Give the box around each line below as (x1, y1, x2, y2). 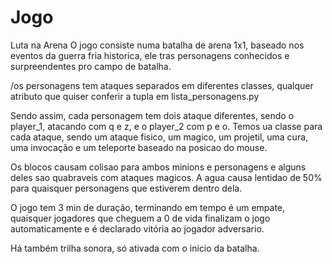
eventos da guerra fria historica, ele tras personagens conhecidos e (10, 49, 290, 61)
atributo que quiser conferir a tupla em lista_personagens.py (10, 90, 260, 102)
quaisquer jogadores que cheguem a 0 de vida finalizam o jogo (10, 212, 271, 224)
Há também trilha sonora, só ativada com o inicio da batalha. (10, 242, 260, 254)
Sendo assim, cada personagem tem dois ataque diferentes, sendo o (10, 109, 295, 121)
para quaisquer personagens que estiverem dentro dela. (10, 182, 243, 194)
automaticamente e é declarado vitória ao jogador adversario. (10, 222, 265, 235)
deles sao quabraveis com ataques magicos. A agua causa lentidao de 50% (10, 171, 323, 183)
